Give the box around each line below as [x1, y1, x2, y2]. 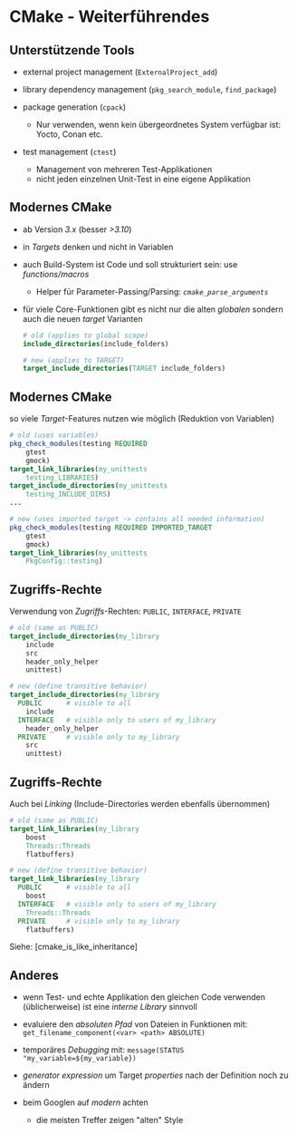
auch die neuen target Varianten [22, 313, 143, 324]
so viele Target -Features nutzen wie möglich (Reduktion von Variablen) [9, 413, 274, 424]
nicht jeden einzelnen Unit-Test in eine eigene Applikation [35, 174, 251, 184]
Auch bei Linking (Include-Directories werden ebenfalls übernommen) [9, 799, 271, 809]
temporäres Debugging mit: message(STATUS [22, 1044, 185, 1055]
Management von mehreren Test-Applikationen [35, 164, 213, 174]
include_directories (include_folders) [22, 339, 169, 348]
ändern [22, 1080, 50, 1090]
